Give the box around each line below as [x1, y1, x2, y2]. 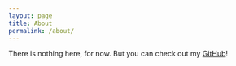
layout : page [8, 11, 53, 20]
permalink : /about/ [8, 27, 75, 35]
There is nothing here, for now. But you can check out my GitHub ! [8, 49, 229, 59]
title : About [8, 19, 53, 27]
